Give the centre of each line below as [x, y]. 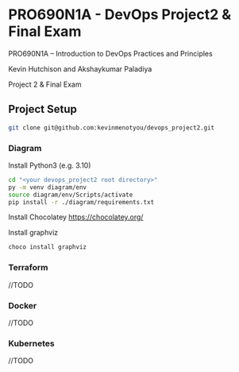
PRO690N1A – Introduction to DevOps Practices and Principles [110, 53]
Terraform [29, 268]
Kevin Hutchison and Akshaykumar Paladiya [80, 68]
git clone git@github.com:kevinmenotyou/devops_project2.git [112, 128]
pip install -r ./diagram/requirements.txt [81, 202]
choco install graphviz [48, 247]
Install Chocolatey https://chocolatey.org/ [76, 217]
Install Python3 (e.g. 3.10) [50, 165]
